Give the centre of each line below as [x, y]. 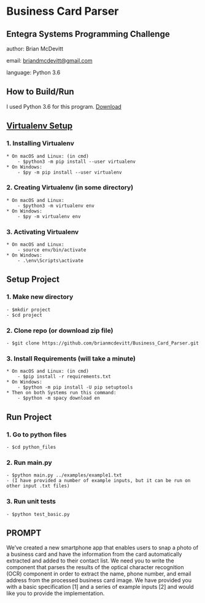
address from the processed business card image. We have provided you [99, 580]
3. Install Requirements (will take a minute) [71, 359]
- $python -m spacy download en [59, 398]
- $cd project [25, 315]
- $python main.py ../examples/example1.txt [64, 475]
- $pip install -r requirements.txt [64, 377]
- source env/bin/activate [52, 250]
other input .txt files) [38, 486]
